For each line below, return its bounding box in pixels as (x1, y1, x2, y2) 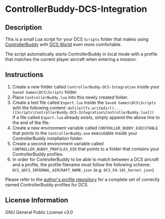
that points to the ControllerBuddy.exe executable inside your (12, 130, 137, 136)
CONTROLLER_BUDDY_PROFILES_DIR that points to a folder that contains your (12, 146, 160, 152)
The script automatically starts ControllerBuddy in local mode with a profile (5, 51, 158, 57)
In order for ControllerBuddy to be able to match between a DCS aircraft (12, 156, 159, 162)
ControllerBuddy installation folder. (12, 135, 83, 141)
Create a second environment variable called (12, 140, 104, 146)
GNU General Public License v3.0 (5, 209, 73, 215)
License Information (5, 196, 68, 205)
